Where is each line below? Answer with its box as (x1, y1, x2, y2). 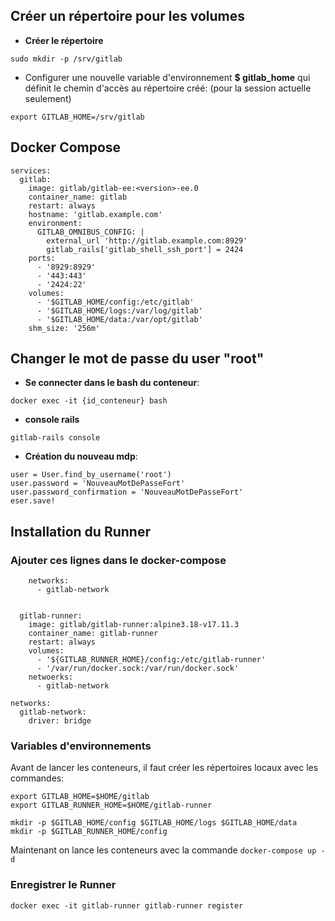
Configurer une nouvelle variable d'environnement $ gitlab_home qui (24, 71, 311, 83)
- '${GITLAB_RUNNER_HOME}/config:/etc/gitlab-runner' (36, 655, 267, 665)
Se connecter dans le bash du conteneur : (24, 377, 200, 389)
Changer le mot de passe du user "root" (10, 350, 265, 368)
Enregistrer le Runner (10, 878, 117, 892)
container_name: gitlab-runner (28, 629, 159, 639)
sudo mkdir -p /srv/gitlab (10, 54, 123, 64)
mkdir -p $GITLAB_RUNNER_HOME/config (10, 827, 168, 837)
